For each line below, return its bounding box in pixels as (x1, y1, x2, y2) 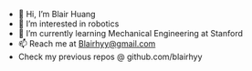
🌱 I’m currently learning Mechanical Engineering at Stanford (17, 28, 244, 38)
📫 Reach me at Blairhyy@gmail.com (17, 38, 156, 49)
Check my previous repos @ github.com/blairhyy (17, 51, 203, 62)
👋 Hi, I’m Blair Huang (17, 9, 96, 19)
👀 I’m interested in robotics (17, 18, 120, 29)
